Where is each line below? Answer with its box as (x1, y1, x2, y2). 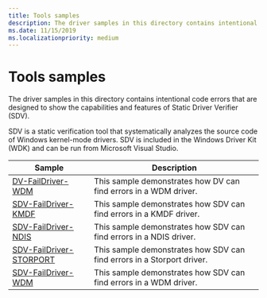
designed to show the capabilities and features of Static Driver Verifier (8, 103, 238, 112)
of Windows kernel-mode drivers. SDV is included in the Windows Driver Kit (8, 135, 257, 145)
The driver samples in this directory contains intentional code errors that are (8, 95, 257, 104)
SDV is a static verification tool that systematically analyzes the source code (8, 126, 258, 136)
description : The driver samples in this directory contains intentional (8, 19, 258, 27)
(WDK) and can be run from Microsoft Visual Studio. (8, 144, 179, 153)
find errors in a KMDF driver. (94, 208, 200, 219)
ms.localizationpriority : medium (8, 33, 119, 42)
